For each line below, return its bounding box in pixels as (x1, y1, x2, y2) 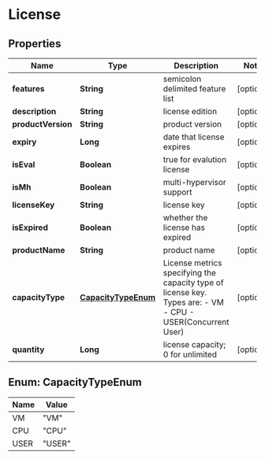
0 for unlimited (162, 349, 218, 360)
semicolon (162, 73, 202, 84)
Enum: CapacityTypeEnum (8, 376, 142, 389)
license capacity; (162, 339, 226, 350)
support (162, 187, 192, 198)
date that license (162, 131, 225, 143)
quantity (12, 344, 45, 355)
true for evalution (162, 154, 227, 165)
